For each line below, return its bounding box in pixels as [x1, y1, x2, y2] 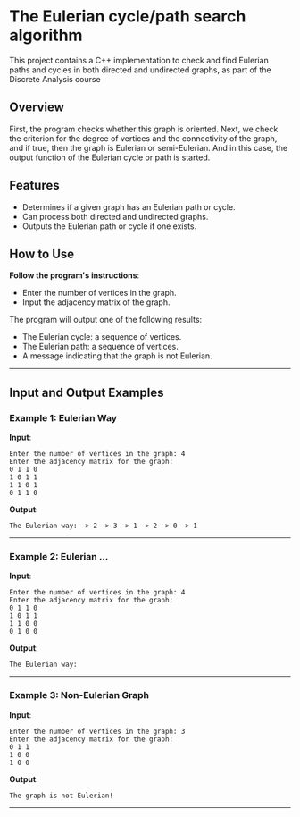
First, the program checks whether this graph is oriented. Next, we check [9, 123, 279, 134]
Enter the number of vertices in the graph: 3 [9, 727, 186, 736]
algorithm [9, 25, 83, 46]
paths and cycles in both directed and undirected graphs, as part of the [9, 64, 271, 75]
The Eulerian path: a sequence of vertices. [21, 341, 179, 352]
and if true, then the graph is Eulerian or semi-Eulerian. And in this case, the [9, 142, 288, 153]
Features [9, 178, 60, 193]
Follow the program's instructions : [9, 270, 140, 281]
